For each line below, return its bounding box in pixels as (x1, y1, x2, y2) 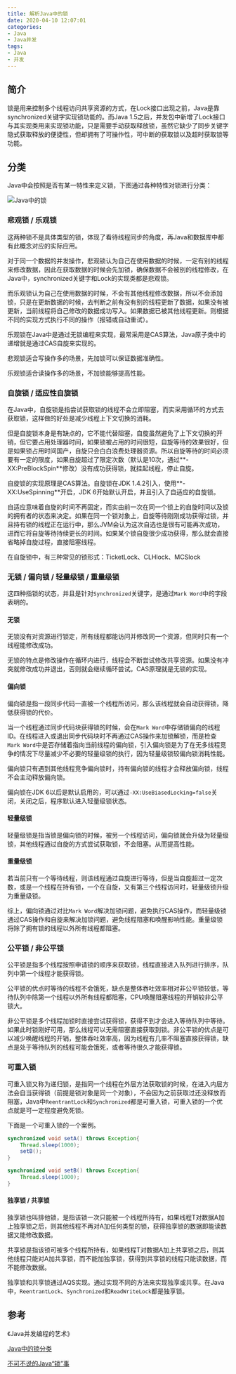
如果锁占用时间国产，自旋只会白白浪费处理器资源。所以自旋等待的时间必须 (13, 447, 229, 455)
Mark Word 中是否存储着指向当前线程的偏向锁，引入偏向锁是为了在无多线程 (7, 740, 221, 748)
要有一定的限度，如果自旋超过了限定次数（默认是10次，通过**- (7, 455, 189, 463)
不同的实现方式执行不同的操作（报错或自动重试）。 (7, 315, 152, 324)
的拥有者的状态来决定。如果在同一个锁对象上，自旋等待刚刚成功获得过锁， (7, 511, 223, 520)
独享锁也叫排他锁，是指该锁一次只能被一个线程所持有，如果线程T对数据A (7, 1213, 219, 1222)
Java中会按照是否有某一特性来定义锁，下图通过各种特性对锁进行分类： (7, 181, 212, 190)
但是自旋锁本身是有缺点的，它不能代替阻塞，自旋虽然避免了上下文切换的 (7, 429, 216, 437)
